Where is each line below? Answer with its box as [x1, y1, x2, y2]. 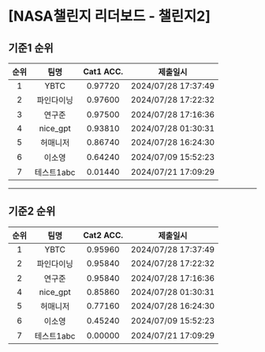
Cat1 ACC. [82, 66, 124, 77]
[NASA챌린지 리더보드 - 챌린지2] [8, 7, 211, 25]
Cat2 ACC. [82, 229, 124, 240]
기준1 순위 [8, 41, 54, 55]
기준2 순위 [8, 205, 56, 218]
